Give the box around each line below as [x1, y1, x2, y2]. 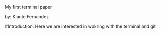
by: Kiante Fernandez [5, 14, 49, 19]
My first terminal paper [5, 4, 52, 10]
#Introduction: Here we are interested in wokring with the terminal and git [5, 23, 156, 29]
